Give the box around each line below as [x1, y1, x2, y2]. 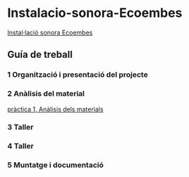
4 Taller [7, 141, 34, 151]
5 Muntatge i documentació [7, 160, 104, 170]
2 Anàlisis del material [7, 89, 85, 99]
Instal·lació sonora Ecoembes [7, 28, 93, 37]
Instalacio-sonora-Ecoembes [7, 5, 183, 21]
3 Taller [7, 122, 34, 132]
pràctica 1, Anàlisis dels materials [7, 104, 104, 114]
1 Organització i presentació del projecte [7, 70, 148, 80]
